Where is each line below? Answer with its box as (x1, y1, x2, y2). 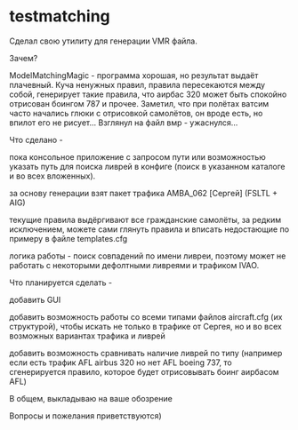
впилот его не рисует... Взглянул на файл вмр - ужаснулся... (9, 117, 238, 128)
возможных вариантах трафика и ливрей (9, 330, 166, 341)
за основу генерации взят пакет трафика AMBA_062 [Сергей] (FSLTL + (9, 187, 278, 198)
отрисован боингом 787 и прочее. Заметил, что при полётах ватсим (9, 98, 270, 108)
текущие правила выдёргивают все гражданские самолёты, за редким (9, 214, 282, 225)
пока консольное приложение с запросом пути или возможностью (9, 151, 266, 162)
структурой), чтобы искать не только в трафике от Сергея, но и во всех (9, 321, 282, 331)
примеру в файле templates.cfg (9, 233, 128, 243)
